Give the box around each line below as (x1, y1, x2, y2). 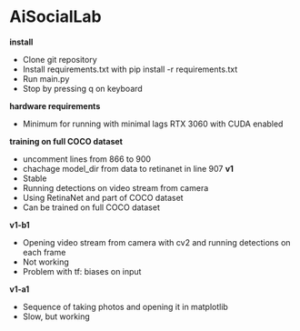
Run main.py (22, 73, 70, 84)
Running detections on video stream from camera (22, 182, 209, 193)
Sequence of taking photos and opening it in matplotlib (22, 301, 229, 312)
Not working (22, 256, 70, 267)
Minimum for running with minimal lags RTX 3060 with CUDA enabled (22, 118, 284, 129)
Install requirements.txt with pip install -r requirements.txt (22, 64, 238, 75)
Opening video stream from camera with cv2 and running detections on (22, 236, 291, 247)
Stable (22, 173, 47, 184)
